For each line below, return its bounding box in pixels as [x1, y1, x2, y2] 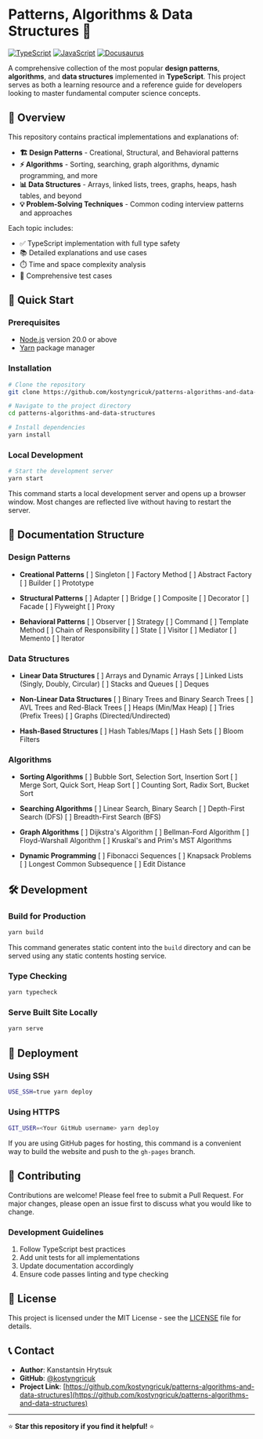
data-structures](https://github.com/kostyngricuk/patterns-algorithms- [19, 1390, 249, 1399]
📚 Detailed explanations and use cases [19, 247, 147, 257]
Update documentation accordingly [19, 1262, 135, 1271]
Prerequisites [8, 317, 60, 328]
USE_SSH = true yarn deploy [8, 1087, 92, 1096]
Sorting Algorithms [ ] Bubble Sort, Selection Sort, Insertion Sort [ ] [19, 772, 238, 782]
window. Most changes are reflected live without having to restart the [8, 497, 232, 507]
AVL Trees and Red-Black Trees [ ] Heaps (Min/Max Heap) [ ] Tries [19, 703, 235, 712]
